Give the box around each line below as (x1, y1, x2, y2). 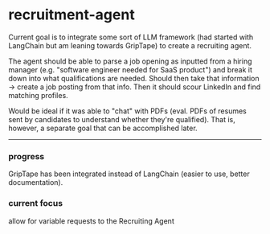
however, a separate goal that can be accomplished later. (8, 123, 198, 133)
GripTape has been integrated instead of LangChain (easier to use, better (8, 169, 251, 179)
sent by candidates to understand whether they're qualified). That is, (8, 114, 235, 124)
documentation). (8, 178, 63, 187)
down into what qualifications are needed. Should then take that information (8, 73, 260, 83)
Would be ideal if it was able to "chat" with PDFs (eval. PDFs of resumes (8, 106, 247, 116)
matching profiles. (8, 90, 68, 100)
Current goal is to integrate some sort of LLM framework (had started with (8, 32, 254, 42)
